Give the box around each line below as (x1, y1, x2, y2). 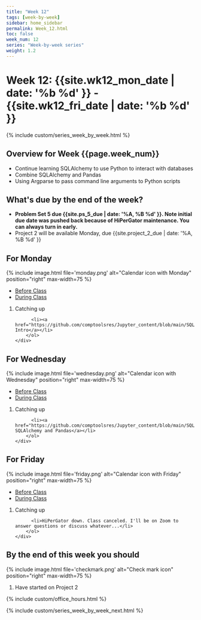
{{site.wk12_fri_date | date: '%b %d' (6, 99, 190, 113)
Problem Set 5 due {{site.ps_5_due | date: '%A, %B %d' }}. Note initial (14, 211, 193, 218)
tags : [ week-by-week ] (6, 14, 60, 20)
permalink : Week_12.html (6, 25, 68, 32)
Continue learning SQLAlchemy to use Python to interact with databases (14, 165, 193, 172)
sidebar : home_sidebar (6, 20, 63, 26)
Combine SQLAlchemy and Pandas (14, 171, 102, 178)
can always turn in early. (14, 223, 78, 230)
